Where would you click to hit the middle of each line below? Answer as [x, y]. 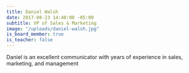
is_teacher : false [30, 40]
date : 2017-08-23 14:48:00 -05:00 [50, 17]
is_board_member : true [35, 34]
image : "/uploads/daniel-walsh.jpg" [53, 29]
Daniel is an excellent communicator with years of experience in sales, [94, 57]
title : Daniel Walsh [33, 12]
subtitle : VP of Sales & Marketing [52, 23]
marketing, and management [42, 63]
